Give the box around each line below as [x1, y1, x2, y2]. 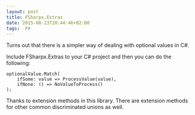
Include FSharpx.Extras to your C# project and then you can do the [6, 53, 172, 60]
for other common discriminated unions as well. [6, 104, 124, 111]
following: [6, 60, 31, 67]
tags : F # [6, 25, 31, 32]
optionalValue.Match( [6, 71, 61, 77]
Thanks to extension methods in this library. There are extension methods [6, 97, 188, 104]
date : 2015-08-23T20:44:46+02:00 [6, 20, 90, 26]
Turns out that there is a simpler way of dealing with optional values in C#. [6, 42, 190, 49]
